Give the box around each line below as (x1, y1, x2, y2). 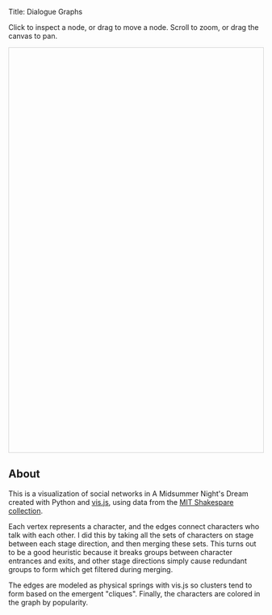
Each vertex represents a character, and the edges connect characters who (8, 521, 260, 531)
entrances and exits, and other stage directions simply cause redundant (8, 556, 248, 566)
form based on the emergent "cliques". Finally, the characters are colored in (8, 588, 261, 598)
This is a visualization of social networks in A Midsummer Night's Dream (8, 489, 249, 498)
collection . (8, 506, 44, 515)
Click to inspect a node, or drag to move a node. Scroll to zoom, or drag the (8, 23, 260, 32)
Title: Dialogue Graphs (8, 7, 83, 16)
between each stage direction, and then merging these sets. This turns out (8, 538, 257, 549)
